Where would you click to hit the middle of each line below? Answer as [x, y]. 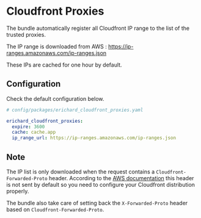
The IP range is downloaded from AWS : [57, 46]
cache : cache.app [34, 133]
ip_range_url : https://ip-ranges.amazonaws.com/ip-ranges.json [94, 138]
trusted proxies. [26, 34]
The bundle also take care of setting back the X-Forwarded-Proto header [97, 203]
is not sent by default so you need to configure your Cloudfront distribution [101, 184]
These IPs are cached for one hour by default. [64, 65]
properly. [18, 191]
